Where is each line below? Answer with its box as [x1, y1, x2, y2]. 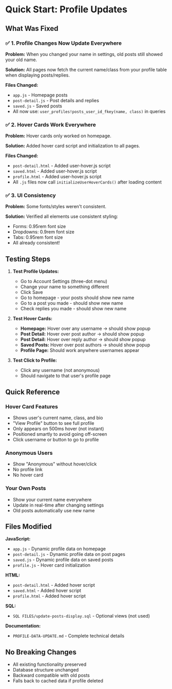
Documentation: [5, 623, 41, 629]
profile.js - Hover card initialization [12, 562, 91, 568]
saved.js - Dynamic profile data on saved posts [12, 556, 114, 563]
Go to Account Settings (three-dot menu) [20, 278, 108, 285]
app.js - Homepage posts [12, 91, 68, 98]
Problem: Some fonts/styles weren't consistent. [5, 203, 107, 210]
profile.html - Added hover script [12, 593, 86, 599]
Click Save [20, 289, 43, 295]
